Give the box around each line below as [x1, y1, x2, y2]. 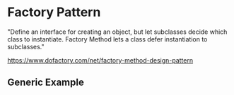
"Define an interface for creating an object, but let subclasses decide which [7, 27, 228, 36]
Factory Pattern [7, 4, 101, 20]
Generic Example [7, 77, 85, 89]
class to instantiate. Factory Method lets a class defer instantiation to [7, 34, 208, 43]
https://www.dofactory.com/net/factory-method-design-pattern [7, 56, 193, 64]
